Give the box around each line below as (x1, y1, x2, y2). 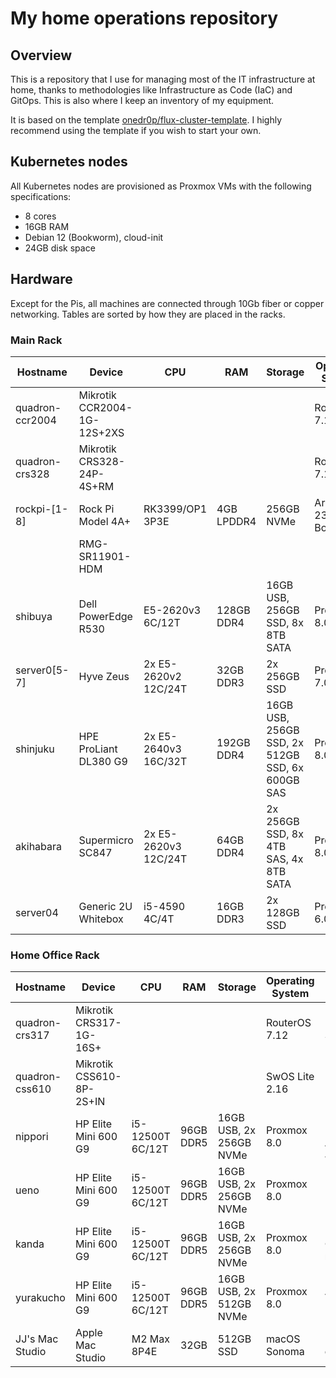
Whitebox (78, 912, 124, 926)
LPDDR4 (216, 514, 257, 528)
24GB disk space (24, 242, 96, 254)
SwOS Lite (265, 1070, 315, 1084)
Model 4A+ (78, 514, 132, 528)
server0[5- (15, 663, 70, 677)
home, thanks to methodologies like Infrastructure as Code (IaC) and (10, 84, 293, 96)
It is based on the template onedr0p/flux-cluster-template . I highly (10, 114, 283, 126)
